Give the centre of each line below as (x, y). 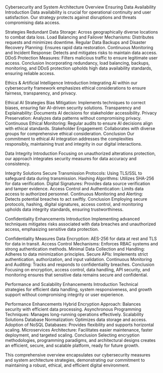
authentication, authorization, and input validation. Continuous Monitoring (79, 259)
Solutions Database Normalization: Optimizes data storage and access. (76, 319)
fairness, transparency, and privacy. (41, 93)
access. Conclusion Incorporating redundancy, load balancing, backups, (77, 63)
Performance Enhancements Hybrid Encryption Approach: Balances (73, 304)
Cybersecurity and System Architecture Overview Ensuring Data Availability (81, 7)
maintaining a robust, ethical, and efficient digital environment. (67, 365)
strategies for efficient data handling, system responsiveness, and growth (79, 289)
